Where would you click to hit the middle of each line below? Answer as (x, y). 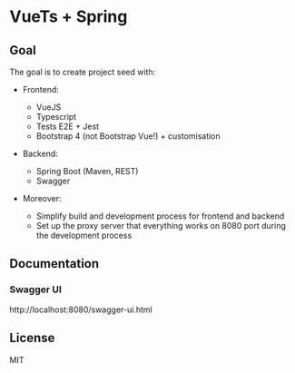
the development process (84, 235)
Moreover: (42, 198)
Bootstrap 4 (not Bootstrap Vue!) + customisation (128, 136)
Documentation (54, 264)
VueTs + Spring (69, 17)
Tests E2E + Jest (68, 126)
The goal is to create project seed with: (83, 72)
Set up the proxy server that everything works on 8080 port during (161, 226)
